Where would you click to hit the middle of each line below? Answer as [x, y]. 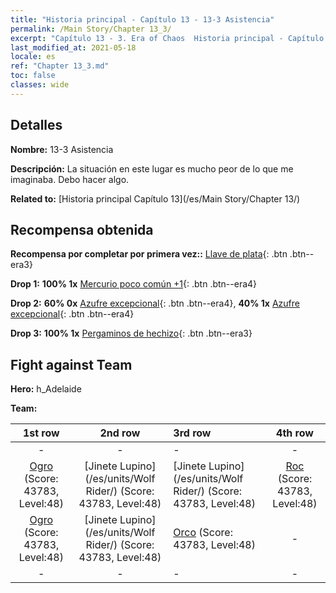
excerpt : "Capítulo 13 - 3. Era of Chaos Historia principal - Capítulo [167, 38]
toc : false [33, 76]
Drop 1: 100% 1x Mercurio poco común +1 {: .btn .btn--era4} [134, 284]
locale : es [33, 57]
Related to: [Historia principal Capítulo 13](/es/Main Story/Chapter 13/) [155, 198]
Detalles [36, 125]
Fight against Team [71, 364]
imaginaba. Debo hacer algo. [70, 179]
